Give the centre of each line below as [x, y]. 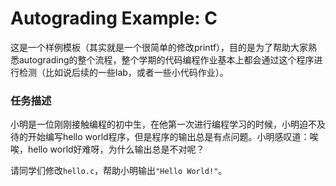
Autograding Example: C [114, 18]
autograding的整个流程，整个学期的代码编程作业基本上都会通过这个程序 [166, 59]
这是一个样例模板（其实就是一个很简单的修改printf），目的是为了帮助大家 [159, 47]
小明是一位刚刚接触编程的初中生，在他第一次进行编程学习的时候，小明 [155, 124]
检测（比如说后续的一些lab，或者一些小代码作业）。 [123, 72]
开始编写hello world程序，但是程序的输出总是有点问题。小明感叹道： [168, 137]
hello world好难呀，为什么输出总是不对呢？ [116, 149]
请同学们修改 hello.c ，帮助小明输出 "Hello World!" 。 [119, 171]
